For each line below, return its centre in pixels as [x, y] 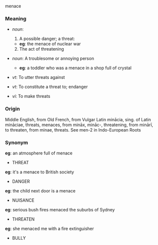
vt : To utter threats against [39, 77]
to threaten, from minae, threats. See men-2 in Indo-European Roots [73, 130]
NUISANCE [23, 200]
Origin [13, 109]
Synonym [16, 142]
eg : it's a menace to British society [39, 172]
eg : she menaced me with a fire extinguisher [50, 228]
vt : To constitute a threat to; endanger [50, 87]
